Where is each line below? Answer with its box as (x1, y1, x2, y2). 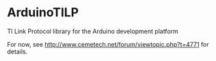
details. (7, 47, 28, 56)
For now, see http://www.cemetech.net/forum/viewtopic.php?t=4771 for (7, 40, 209, 48)
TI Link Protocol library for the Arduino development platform (7, 27, 179, 35)
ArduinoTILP (7, 5, 79, 20)
